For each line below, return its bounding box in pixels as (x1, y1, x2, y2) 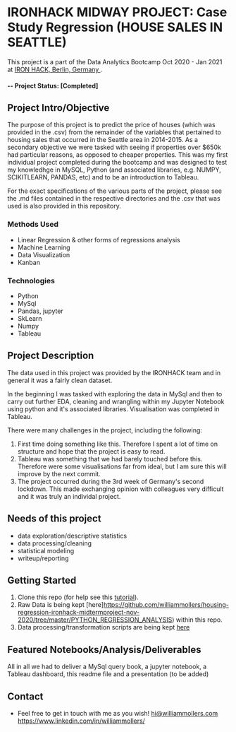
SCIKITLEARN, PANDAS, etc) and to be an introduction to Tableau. (7, 173, 199, 182)
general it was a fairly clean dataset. (7, 376, 113, 384)
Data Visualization (17, 250, 70, 259)
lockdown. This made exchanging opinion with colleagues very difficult (17, 485, 224, 493)
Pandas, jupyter (17, 307, 63, 315)
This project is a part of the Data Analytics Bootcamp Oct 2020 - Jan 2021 (7, 57, 223, 66)
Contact (7, 690, 44, 702)
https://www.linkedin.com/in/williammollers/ (17, 716, 146, 725)
